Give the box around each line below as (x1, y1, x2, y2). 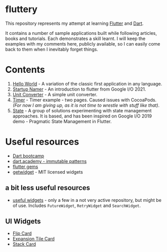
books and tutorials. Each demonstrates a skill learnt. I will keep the (5, 35, 146, 41)
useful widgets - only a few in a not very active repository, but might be (12, 197, 162, 203)
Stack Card (12, 241, 36, 247)
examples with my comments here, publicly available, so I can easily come (5, 40, 160, 47)
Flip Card (12, 230, 32, 236)
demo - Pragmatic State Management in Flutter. (12, 118, 112, 124)
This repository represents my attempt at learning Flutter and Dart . (5, 20, 144, 26)
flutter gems (12, 163, 38, 170)
